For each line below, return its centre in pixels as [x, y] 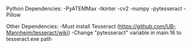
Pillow [13, 15]
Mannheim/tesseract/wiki [37, 33]
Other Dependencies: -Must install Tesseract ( [63, 26]
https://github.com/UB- [148, 26]
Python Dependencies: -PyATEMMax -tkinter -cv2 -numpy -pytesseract [94, 9]
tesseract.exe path [29, 39]
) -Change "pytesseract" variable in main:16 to [125, 33]
